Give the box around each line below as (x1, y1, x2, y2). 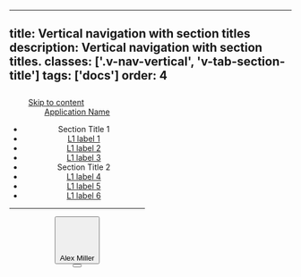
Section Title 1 (57, 123, 110, 134)
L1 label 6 (66, 189, 101, 201)
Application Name (44, 106, 110, 117)
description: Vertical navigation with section (9, 40, 262, 55)
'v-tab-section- (196, 55, 286, 70)
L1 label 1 (66, 133, 100, 144)
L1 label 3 (66, 152, 101, 163)
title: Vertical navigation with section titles (9, 26, 251, 41)
